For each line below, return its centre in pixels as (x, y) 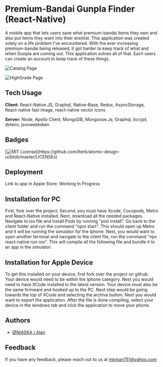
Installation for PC (33, 199)
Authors (18, 320)
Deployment (24, 172)
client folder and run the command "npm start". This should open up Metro (80, 226)
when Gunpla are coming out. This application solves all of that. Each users (80, 53)
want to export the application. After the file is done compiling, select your (79, 300)
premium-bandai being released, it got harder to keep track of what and (77, 48)
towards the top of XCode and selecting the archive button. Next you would (81, 295)
